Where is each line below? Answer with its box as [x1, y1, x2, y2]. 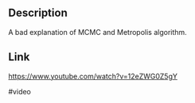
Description [8, 6, 68, 20]
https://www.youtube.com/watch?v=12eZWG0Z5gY [8, 71, 177, 81]
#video [8, 86, 32, 96]
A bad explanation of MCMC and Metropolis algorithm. [8, 27, 187, 36]
